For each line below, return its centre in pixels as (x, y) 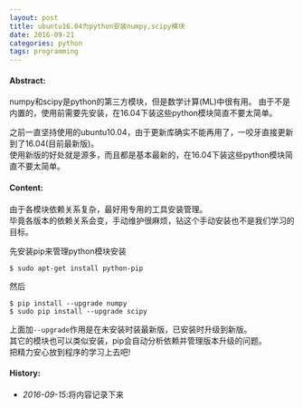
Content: (26, 188)
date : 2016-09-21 (42, 34)
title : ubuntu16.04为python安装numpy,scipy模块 (97, 26)
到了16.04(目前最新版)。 (54, 144)
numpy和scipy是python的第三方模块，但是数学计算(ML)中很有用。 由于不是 (150, 102)
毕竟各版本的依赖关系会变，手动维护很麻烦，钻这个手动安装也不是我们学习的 (152, 220)
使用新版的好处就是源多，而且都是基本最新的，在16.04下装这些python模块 (147, 155)
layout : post (34, 18)
